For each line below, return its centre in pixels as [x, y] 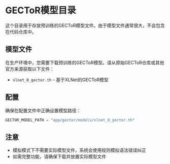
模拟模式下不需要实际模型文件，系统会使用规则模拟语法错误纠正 [79, 150]
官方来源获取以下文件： [30, 69]
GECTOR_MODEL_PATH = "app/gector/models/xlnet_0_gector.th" [70, 120]
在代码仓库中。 [21, 31]
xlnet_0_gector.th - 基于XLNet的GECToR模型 [61, 80]
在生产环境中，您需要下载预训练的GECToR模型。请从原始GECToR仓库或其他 [85, 62]
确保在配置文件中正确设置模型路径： [43, 110]
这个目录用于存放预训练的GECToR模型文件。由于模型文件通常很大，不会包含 [85, 25]
